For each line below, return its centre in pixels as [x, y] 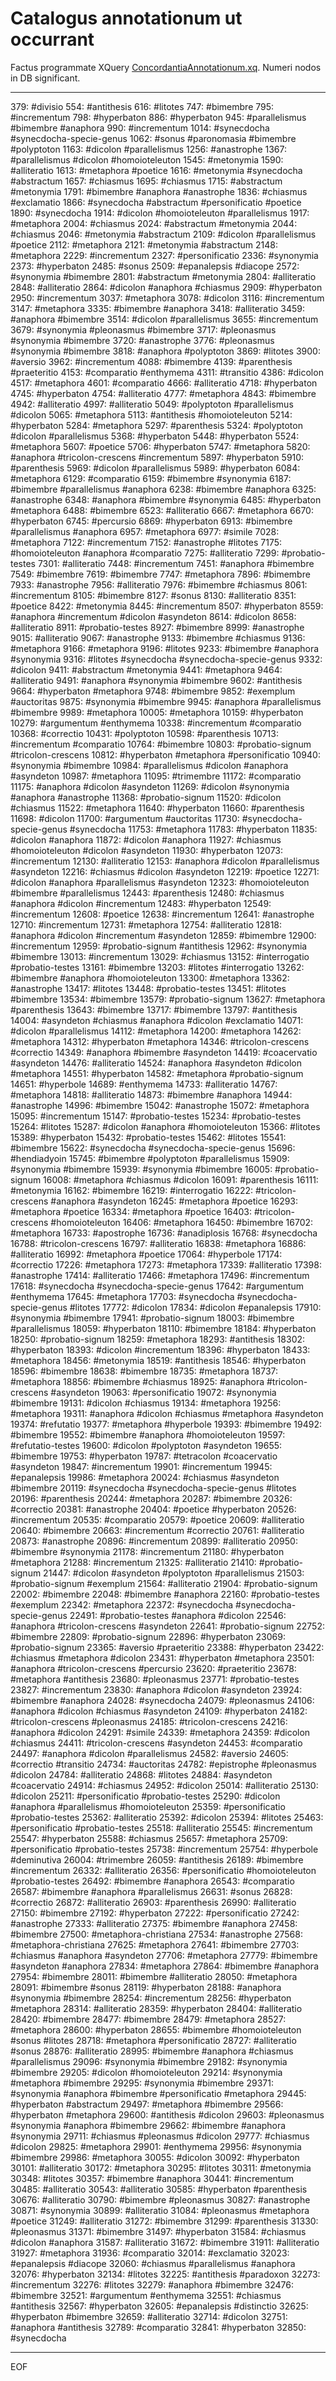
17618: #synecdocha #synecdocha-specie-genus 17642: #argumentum [157, 1286]
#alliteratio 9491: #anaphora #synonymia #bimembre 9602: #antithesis [156, 680]
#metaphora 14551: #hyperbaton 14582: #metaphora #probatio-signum [157, 1073]
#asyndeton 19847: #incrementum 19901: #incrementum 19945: [141, 1466]
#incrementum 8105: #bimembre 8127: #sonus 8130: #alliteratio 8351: [153, 595]
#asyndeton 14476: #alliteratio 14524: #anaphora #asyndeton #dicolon [156, 1063]
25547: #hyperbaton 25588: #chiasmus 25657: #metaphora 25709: [149, 1838]
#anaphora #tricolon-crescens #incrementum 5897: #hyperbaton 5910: [157, 457]
